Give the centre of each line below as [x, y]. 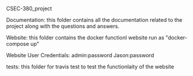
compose [18, 44]
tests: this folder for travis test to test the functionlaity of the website [90, 67]
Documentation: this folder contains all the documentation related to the [94, 20]
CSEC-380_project [29, 9]
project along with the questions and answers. [63, 26]
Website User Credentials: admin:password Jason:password [80, 55]
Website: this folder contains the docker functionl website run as [85, 37]
